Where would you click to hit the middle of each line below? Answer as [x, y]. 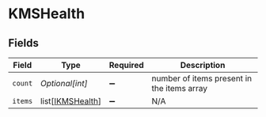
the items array [180, 88]
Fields [24, 43]
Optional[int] [64, 83]
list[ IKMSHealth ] [70, 101]
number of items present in [201, 78]
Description [203, 65]
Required [126, 65]
